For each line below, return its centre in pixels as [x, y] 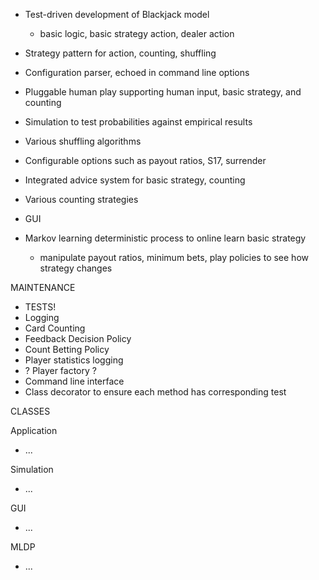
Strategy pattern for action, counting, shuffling [120, 53]
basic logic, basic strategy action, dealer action [137, 33]
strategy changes [76, 268]
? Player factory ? [60, 370]
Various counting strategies [81, 199]
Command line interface [74, 381]
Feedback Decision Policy [78, 338]
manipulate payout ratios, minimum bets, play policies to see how [174, 257]
